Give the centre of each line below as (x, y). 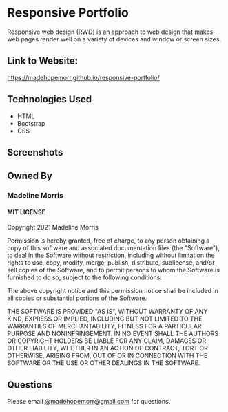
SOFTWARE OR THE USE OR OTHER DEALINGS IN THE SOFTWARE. (104, 363)
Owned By (30, 176)
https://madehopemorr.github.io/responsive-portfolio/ (83, 77)
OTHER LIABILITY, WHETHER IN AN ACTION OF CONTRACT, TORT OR (107, 348)
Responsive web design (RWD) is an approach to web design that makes (110, 32)
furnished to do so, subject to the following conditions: (84, 277)
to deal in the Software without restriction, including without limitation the (111, 255)
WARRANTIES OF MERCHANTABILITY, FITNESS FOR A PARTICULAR (104, 326)
